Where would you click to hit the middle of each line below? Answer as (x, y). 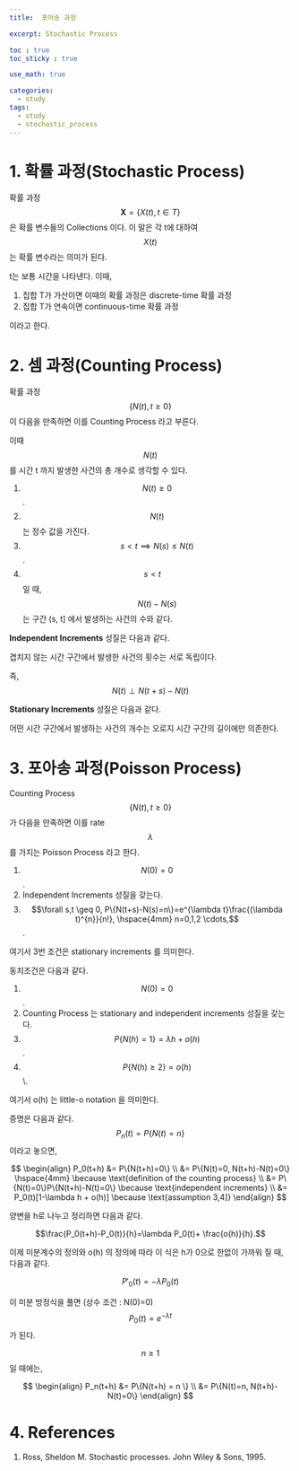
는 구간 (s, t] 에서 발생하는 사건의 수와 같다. (97, 619)
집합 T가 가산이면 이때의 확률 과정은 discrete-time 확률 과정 (127, 295)
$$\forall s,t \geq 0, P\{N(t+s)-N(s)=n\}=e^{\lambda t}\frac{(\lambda (157, 910)
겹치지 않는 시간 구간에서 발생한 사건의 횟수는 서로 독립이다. (113, 657)
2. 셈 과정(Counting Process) (116, 365)
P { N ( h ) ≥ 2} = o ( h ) (157, 1067)
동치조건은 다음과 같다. (49, 971)
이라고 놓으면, (34, 1151)
